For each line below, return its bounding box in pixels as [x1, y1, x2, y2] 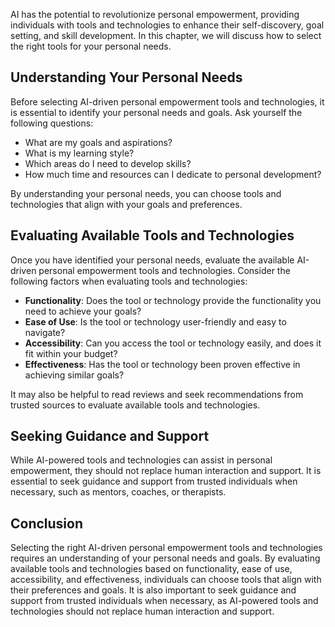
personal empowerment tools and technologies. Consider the [38, 264, 291, 276]
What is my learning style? [24, 147, 135, 159]
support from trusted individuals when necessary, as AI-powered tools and [10, 595, 319, 607]
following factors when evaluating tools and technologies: [10, 275, 248, 287]
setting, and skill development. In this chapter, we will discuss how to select [10, 30, 322, 41]
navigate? [24, 326, 66, 338]
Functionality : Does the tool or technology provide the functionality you [24, 294, 322, 306]
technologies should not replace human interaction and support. [10, 605, 275, 618]
